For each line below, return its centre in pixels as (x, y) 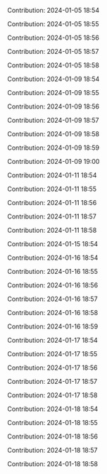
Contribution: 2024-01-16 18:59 (53, 326)
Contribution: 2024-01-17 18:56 (52, 368)
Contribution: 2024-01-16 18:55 (53, 271)
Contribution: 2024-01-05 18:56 (53, 38)
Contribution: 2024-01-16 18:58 (53, 313)
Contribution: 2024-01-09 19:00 (53, 161)
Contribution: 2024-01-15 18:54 (53, 244)
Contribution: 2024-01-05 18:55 (53, 24)
